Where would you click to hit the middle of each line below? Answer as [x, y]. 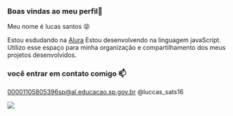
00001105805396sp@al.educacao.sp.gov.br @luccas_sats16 [96, 91]
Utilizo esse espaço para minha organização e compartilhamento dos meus [116, 48]
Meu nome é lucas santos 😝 [49, 27]
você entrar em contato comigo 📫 [67, 74]
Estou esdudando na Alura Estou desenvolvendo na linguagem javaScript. [114, 40]
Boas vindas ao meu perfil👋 [55, 11]
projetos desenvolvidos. [42, 55]
